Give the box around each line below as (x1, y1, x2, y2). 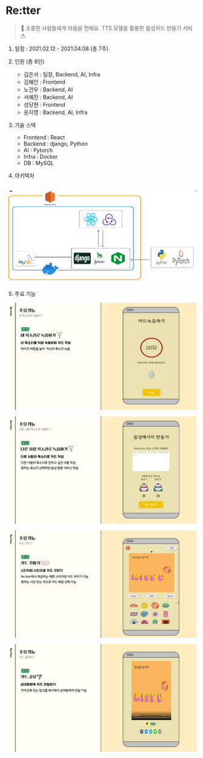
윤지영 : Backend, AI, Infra (23, 109, 88, 116)
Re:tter (5, 4, 41, 18)
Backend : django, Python (23, 140, 88, 147)
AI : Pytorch (23, 146, 53, 153)
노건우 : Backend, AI (23, 86, 73, 93)
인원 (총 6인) (14, 58, 45, 65)
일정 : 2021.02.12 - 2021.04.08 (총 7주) (14, 45, 109, 52)
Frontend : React (23, 133, 65, 141)
